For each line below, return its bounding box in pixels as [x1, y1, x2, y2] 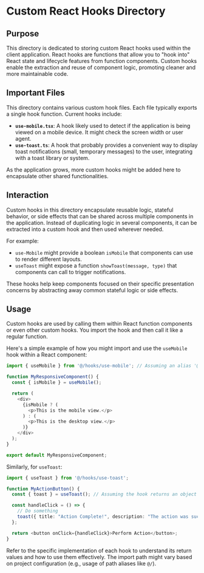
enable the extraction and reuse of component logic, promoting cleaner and [6, 64, 196, 71]
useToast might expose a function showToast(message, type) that [15, 262, 177, 269]
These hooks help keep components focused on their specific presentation [6, 280, 194, 287]
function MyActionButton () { [6, 486, 80, 492]
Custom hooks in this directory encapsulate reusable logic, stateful [6, 206, 174, 213]
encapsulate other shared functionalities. [6, 172, 109, 179]
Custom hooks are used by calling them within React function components [6, 320, 192, 327]
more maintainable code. [6, 70, 69, 77]
